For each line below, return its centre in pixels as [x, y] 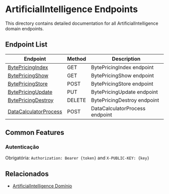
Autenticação [22, 147]
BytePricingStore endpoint [122, 83]
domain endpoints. [25, 28]
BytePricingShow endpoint [122, 75]
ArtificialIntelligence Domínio [42, 186]
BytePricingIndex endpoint [122, 67]
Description [126, 59]
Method [77, 59]
